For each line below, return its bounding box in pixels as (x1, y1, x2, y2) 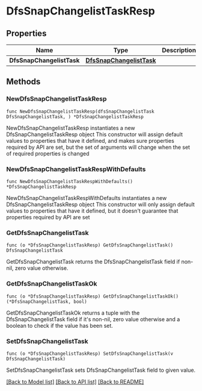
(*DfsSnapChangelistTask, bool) (6, 298, 87, 305)
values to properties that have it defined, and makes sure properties (6, 137, 174, 144)
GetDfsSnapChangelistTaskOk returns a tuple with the (6, 309, 140, 316)
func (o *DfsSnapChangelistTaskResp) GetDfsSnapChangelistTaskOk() (6, 293, 179, 299)
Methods (6, 77, 41, 87)
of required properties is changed (6, 149, 90, 157)
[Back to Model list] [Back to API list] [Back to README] (6, 378, 144, 385)
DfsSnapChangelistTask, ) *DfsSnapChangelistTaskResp (6, 113, 144, 120)
